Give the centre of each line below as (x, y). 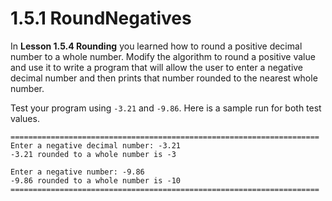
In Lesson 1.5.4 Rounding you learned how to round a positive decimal (156, 46)
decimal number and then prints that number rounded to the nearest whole (164, 78)
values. (25, 118)
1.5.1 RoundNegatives (101, 18)
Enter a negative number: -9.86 (77, 172)
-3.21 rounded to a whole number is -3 (93, 154)
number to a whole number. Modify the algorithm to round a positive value (163, 56)
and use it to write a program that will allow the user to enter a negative (157, 67)
